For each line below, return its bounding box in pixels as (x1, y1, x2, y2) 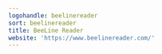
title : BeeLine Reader (8, 26, 84, 34)
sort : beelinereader (8, 19, 77, 27)
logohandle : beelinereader (8, 11, 98, 20)
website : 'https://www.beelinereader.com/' (8, 33, 156, 42)
